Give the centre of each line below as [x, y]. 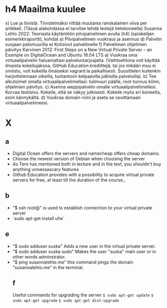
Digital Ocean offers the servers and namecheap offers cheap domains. [86, 153]
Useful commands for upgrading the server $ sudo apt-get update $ [83, 295]
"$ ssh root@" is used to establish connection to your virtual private [82, 207]
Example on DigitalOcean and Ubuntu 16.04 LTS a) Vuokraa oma [71, 55]
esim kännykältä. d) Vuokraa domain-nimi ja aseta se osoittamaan [73, 97]
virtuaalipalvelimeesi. [27, 102]
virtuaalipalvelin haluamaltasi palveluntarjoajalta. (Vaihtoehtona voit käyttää [82, 60]
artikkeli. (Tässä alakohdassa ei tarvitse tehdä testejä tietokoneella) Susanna [84, 28]
